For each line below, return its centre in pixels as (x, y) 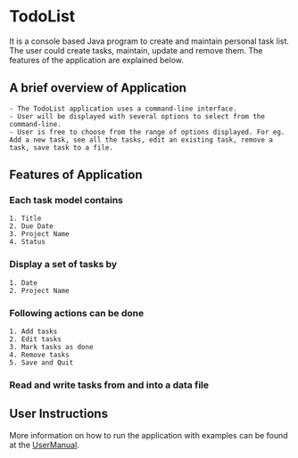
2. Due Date (31, 226)
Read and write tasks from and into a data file (109, 385)
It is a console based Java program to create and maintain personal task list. (149, 41)
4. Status (28, 242)
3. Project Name (39, 234)
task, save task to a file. (62, 147)
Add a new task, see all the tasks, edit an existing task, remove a (141, 140)
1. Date (24, 282)
